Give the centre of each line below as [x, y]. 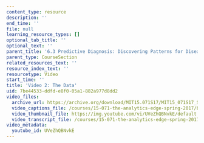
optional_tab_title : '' [36, 40]
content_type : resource [36, 12]
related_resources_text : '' [42, 63]
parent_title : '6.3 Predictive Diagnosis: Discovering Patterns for [95, 52]
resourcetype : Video [32, 74]
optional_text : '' [29, 46]
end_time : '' [23, 23]
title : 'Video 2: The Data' [42, 86]
